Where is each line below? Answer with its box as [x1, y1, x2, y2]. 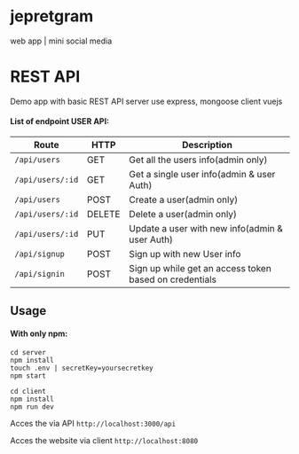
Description [181, 139, 233, 152]
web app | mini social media [10, 35, 113, 46]
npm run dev [10, 402, 54, 411]
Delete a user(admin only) [129, 208, 238, 221]
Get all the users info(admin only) [129, 153, 268, 166]
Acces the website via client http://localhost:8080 [10, 434, 199, 445]
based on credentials [129, 273, 216, 286]
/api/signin [14, 269, 66, 279]
